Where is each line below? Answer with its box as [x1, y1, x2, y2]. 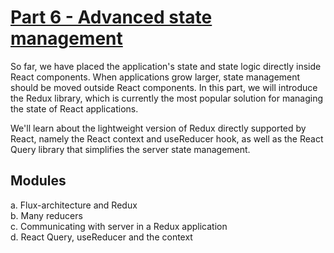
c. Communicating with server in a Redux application [10, 220, 228, 232]
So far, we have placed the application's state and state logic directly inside [10, 60, 322, 72]
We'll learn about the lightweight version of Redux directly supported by [10, 122, 307, 134]
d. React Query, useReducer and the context [10, 231, 193, 243]
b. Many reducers [10, 209, 83, 221]
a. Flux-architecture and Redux [10, 199, 138, 211]
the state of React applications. [10, 102, 139, 115]
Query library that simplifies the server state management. [10, 143, 251, 155]
